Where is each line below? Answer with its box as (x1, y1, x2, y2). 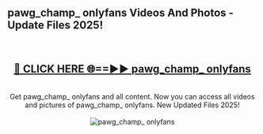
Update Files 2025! (7, 19, 104, 32)
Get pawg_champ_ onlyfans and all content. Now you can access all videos (10, 91, 255, 101)
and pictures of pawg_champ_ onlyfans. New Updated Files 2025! (25, 100, 240, 110)
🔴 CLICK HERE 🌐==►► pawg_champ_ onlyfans (13, 62, 251, 76)
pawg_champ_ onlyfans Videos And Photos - (7, 6, 234, 20)
